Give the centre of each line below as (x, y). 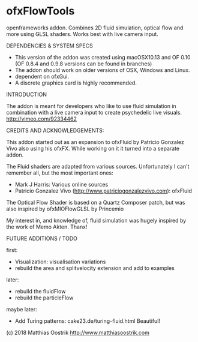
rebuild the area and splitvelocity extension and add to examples (95, 268)
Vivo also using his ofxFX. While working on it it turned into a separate (93, 148)
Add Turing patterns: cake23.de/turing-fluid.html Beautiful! (88, 321)
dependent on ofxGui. (42, 76)
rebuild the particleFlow (44, 298)
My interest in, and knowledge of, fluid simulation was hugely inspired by (96, 220)
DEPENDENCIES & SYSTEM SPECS (49, 46)
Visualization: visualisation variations (60, 262)
